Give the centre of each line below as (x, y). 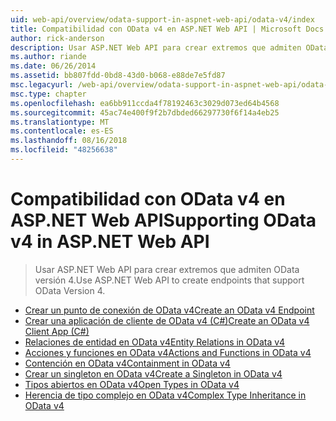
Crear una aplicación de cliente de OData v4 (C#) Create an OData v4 (167, 320)
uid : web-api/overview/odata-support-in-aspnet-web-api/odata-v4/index (162, 19)
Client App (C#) (57, 331)
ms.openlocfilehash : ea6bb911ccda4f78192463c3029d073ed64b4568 (145, 103)
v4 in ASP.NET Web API (110, 242)
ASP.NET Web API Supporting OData (163, 220)
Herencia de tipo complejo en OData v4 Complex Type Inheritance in (165, 395)
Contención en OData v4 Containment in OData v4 (127, 363)
